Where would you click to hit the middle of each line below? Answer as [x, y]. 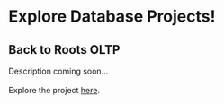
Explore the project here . [54, 90]
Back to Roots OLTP [64, 50]
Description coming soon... [58, 71]
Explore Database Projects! [112, 17]
